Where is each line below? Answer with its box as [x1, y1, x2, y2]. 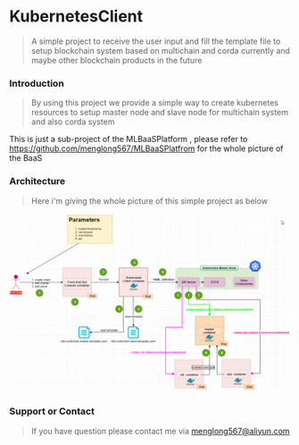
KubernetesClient [9, 6, 144, 27]
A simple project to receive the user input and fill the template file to [30, 36, 281, 46]
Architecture [9, 175, 66, 188]
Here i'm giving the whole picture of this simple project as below [30, 195, 269, 206]
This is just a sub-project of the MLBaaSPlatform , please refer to [9, 134, 248, 145]
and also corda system [30, 116, 115, 127]
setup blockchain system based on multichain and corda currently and [30, 45, 290, 55]
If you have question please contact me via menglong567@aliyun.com [30, 425, 290, 436]
